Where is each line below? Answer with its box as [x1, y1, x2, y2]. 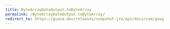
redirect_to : [5, 16, 33, 21]
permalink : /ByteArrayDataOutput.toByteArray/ [5, 12, 105, 17]
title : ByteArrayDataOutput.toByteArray [5, 7, 92, 12]
